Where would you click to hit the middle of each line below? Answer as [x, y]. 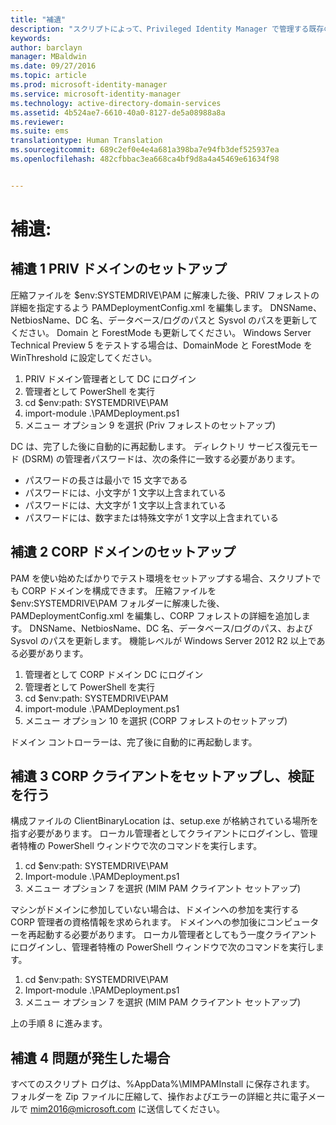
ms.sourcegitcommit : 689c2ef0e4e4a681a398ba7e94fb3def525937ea [145, 150]
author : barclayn [46, 47]
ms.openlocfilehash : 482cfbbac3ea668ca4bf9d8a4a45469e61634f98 [145, 159]
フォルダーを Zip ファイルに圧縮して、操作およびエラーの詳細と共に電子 [159, 1097]
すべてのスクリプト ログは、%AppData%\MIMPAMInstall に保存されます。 [162, 1084]
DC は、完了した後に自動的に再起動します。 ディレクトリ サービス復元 [155, 446]
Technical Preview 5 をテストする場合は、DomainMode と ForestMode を [161, 345]
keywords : [31, 38]
